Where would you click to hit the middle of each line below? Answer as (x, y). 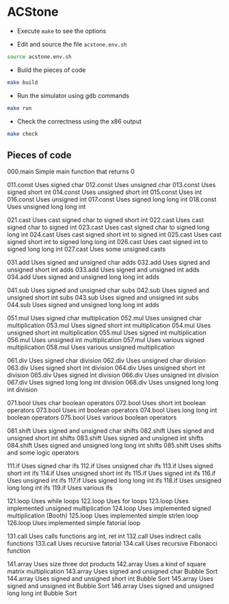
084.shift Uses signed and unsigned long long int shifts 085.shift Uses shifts (114, 446)
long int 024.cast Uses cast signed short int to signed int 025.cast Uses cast (114, 234)
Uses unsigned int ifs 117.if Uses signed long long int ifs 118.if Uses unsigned (114, 481)
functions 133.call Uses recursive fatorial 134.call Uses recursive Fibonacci (112, 544)
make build (23, 82)
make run (19, 108)
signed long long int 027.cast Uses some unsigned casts (86, 249)
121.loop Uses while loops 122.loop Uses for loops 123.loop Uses (98, 501)
